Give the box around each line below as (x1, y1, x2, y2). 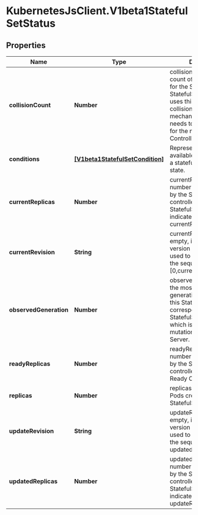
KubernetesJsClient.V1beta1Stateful (6, 4, 189, 18)
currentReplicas (9, 198, 55, 206)
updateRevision (9, 427, 54, 435)
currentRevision (9, 248, 55, 256)
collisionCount (9, 101, 51, 109)
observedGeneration (9, 306, 69, 314)
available (170, 151, 194, 159)
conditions (9, 155, 40, 163)
